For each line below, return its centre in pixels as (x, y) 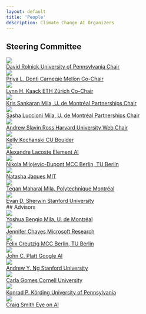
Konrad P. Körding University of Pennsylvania (61, 293)
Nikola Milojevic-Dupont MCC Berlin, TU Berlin (62, 164)
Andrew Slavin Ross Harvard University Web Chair (67, 128)
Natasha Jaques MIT (31, 177)
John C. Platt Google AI (34, 256)
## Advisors (21, 207)
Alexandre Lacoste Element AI (43, 152)
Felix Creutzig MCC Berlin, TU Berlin (50, 244)
